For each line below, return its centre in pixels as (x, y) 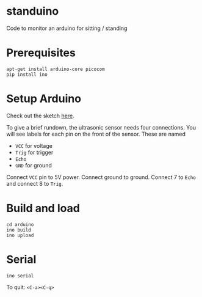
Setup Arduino (44, 99)
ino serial (20, 276)
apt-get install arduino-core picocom (56, 69)
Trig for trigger (34, 152)
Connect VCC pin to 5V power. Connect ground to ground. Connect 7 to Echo (101, 177)
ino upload (20, 235)
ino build (19, 230)
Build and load (43, 208)
